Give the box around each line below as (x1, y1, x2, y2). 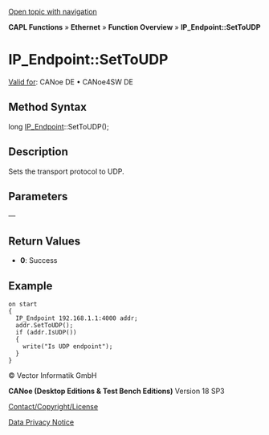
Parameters (8, 189, 68, 203)
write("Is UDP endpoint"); (22, 343, 113, 351)
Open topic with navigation (8, 7, 98, 16)
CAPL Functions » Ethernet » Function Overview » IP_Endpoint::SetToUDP (8, 23, 261, 31)
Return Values (8, 234, 81, 248)
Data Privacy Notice (8, 417, 75, 427)
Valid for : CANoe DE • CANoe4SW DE (8, 76, 134, 87)
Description (8, 145, 68, 159)
